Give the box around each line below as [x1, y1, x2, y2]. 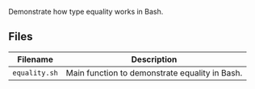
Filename [17, 54, 54, 65]
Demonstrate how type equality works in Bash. [8, 7, 164, 16]
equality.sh [12, 68, 59, 77]
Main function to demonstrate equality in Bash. [65, 67, 243, 79]
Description [131, 54, 178, 65]
